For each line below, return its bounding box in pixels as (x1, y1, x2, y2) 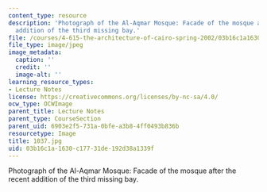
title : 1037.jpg (8, 136, 62, 145)
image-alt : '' (15, 71, 62, 79)
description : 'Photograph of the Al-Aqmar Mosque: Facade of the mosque (8, 19, 254, 27)
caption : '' (15, 56, 56, 64)
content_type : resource (8, 11, 87, 20)
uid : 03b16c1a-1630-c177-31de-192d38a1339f (8, 144, 155, 152)
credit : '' (15, 63, 52, 71)
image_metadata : (8, 48, 62, 56)
